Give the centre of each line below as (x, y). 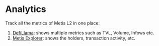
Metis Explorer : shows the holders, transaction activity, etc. (74, 38)
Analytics (26, 9)
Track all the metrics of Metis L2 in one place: (53, 23)
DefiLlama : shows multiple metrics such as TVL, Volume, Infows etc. (83, 32)
